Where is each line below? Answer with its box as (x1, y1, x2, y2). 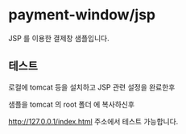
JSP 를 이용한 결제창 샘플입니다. (8, 33, 110, 43)
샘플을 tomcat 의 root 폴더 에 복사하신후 (8, 99, 135, 109)
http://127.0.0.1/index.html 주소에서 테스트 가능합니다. (8, 116, 179, 126)
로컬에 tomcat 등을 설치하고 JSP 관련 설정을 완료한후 (8, 82, 176, 92)
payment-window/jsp (8, 6, 155, 24)
